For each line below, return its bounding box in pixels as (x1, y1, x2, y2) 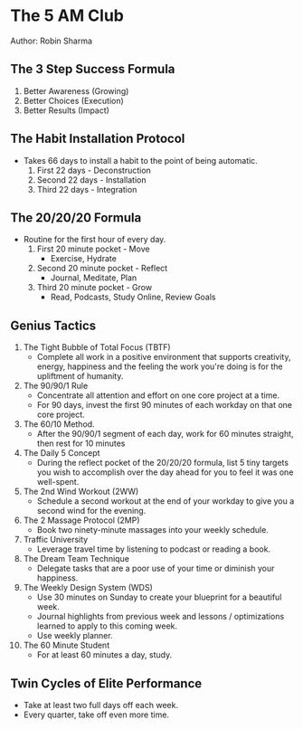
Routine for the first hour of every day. (23, 234, 166, 245)
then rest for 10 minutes (36, 438, 126, 449)
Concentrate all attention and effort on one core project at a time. (36, 390, 279, 401)
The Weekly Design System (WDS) (23, 582, 153, 593)
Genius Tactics (10, 317, 97, 333)
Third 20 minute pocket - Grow (36, 282, 153, 293)
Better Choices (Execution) (23, 95, 125, 106)
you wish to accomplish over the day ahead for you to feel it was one (36, 467, 294, 478)
